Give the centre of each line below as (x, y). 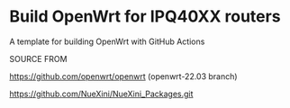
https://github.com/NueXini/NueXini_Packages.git (101, 94)
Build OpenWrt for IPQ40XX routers (145, 17)
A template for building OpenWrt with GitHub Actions (107, 41)
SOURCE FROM (38, 58)
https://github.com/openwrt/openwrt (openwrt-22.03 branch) (123, 76)
